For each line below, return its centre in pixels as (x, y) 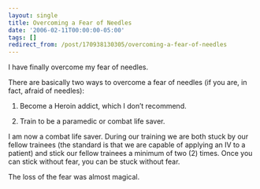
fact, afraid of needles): (46, 91)
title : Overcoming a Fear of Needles (70, 23)
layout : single (33, 15)
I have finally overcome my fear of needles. (78, 67)
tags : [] (22, 37)
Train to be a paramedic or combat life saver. (92, 121)
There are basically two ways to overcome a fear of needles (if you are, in (128, 83)
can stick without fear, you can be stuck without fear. (94, 161)
